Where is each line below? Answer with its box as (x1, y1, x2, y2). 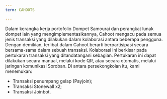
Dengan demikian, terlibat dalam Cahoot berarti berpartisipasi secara (5, 41, 148, 48)
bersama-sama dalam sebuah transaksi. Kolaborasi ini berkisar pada (5, 47, 147, 53)
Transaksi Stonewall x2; (12, 83, 62, 89)
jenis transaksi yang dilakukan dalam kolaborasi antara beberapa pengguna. (5, 36, 163, 42)
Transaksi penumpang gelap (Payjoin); (12, 78, 93, 84)
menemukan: (5, 68, 33, 74)
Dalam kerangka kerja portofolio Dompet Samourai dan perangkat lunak (5, 26, 154, 32)
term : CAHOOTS (5, 7, 35, 13)
